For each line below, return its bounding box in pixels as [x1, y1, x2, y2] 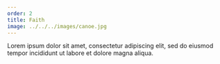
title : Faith [7, 17, 45, 23]
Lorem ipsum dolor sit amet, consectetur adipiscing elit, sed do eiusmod [7, 42, 214, 50]
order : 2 [7, 10, 33, 17]
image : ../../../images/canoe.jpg [7, 23, 108, 30]
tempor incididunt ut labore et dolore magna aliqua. [7, 49, 154, 57]
